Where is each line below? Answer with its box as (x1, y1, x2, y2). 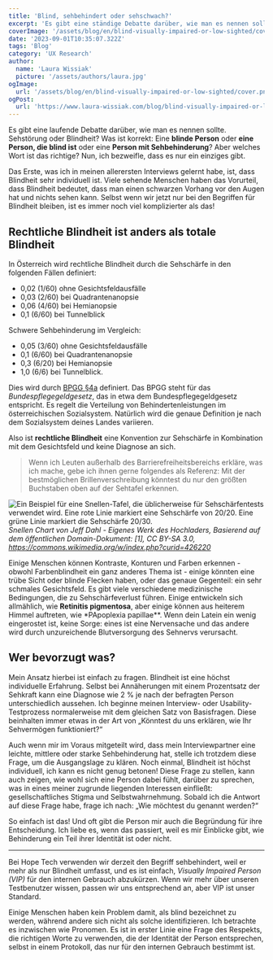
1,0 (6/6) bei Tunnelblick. (19, 367, 104, 377)
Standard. (8, 892, 41, 901)
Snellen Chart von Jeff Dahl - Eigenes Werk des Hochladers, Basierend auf (8, 525, 261, 535)
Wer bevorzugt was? (8, 651, 116, 665)
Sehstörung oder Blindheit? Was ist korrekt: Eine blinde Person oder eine (8, 133, 254, 143)
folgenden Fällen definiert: (8, 268, 97, 277)
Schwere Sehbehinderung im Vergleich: (8, 325, 141, 334)
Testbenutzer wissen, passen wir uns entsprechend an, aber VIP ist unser (8, 883, 255, 892)
